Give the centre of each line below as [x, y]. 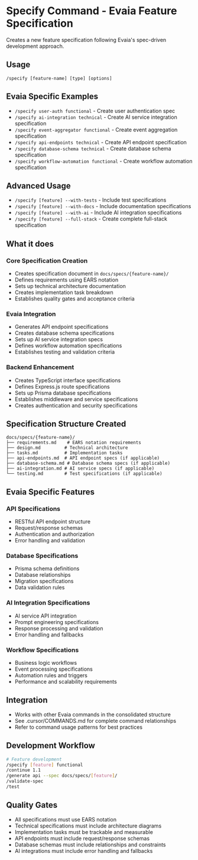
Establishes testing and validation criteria [65, 352]
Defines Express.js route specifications [62, 386]
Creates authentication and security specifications [76, 405]
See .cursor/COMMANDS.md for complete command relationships [95, 720]
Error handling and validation [50, 541]
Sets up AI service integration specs [59, 340]
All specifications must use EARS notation [66, 819]
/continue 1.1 [24, 770]
